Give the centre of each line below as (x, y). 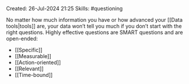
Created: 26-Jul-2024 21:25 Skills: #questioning (64, 9)
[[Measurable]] (33, 56)
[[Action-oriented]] (38, 62)
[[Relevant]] (29, 69)
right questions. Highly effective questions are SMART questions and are (94, 32)
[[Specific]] (28, 50)
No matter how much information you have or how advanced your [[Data (94, 20)
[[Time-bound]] (34, 75)
